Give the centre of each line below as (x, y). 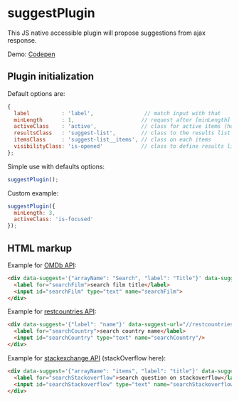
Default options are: (36, 93)
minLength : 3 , (34, 213)
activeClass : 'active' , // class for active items (117, 127)
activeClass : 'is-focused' (54, 219)
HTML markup (40, 248)
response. (22, 40)
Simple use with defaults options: (56, 166)
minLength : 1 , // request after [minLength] (122, 120)
